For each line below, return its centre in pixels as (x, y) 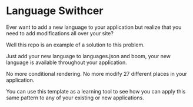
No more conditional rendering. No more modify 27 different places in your (96, 73)
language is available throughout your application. (67, 62)
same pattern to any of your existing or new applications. (75, 98)
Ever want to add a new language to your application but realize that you (94, 27)
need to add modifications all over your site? (60, 33)
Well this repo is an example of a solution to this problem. (76, 45)
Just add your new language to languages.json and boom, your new (89, 56)
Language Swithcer (55, 11)
